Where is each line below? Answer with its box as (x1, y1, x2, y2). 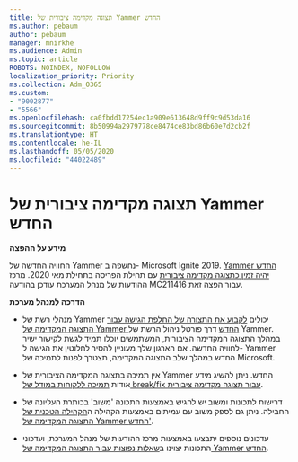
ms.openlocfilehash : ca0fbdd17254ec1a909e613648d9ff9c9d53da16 (9, 113, 251, 122)
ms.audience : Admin (9, 47, 83, 56)
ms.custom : (9, 88, 50, 97)
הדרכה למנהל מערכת (9, 297, 85, 307)
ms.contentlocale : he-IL (9, 138, 102, 147)
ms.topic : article (9, 55, 78, 64)
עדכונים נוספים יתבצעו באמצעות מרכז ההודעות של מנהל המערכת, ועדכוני (22, 433, 269, 444)
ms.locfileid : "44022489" (9, 155, 106, 164)
